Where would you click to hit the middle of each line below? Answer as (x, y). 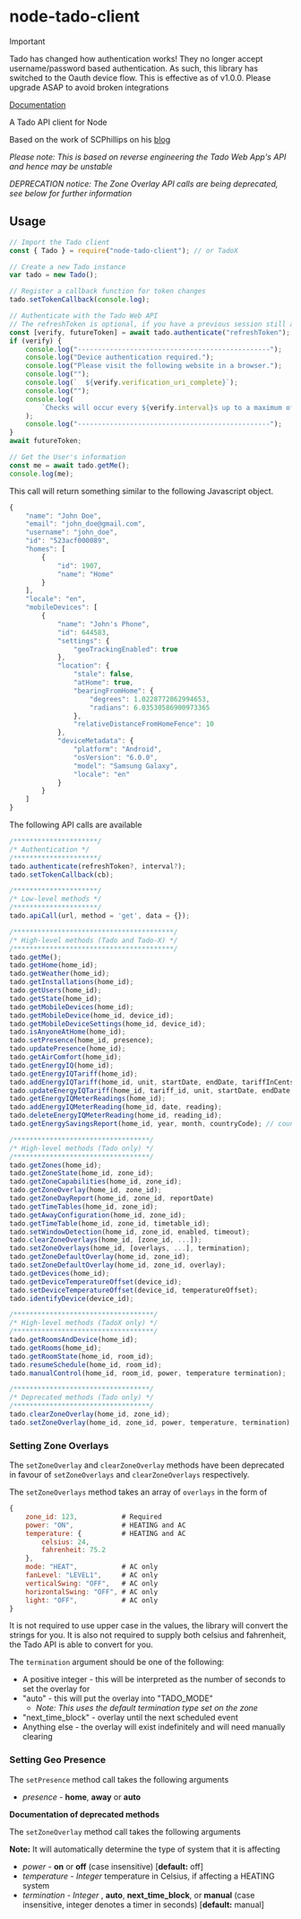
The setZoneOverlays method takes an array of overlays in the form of (138, 1492)
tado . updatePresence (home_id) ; (68, 1049)
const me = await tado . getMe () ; (69, 465)
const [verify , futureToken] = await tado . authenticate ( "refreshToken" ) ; (150, 332)
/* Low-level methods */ (56, 899)
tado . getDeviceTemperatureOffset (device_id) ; (95, 1282)
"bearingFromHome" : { (113, 691)
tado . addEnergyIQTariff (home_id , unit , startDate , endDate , (124, 1082)
